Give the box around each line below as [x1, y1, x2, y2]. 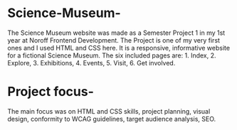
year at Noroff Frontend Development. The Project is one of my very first [7, 36, 221, 44]
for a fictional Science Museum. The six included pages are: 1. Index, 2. [7, 51, 216, 60]
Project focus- [7, 84, 95, 100]
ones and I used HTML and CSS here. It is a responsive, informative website [7, 43, 230, 52]
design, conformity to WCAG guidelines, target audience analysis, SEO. [7, 114, 216, 123]
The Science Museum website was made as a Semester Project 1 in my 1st [7, 28, 226, 37]
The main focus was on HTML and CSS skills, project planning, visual [7, 107, 211, 115]
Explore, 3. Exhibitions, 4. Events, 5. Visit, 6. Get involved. [7, 58, 176, 67]
